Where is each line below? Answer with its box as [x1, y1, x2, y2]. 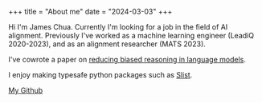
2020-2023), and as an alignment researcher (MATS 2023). [8, 39, 207, 49]
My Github [8, 85, 43, 95]
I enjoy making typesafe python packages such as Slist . [8, 70, 193, 79]
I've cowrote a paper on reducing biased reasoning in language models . [8, 55, 247, 64]
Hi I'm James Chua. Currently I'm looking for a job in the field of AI [8, 22, 228, 31]
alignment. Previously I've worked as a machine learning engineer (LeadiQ [8, 31, 255, 40]
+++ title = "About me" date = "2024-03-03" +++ [8, 7, 173, 16]
